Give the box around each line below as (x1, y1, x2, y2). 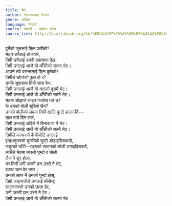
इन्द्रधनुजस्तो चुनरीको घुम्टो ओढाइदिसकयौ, (5, 138, 73, 143)
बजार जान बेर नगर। (5, 167, 38, 172)
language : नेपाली (5, 22, 37, 27)
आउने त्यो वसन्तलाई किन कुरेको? (5, 69, 59, 74)
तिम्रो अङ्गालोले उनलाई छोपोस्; (5, 178, 55, 184)
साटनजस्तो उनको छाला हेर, (5, 184, 50, 190)
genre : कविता (5, 17, 30, 22)
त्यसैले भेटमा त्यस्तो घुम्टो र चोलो (5, 149, 57, 155)
